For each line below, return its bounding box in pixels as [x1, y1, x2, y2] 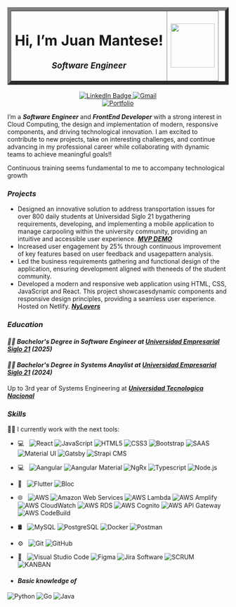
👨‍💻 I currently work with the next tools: [7, 425, 120, 434]
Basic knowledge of [17, 576, 77, 584]
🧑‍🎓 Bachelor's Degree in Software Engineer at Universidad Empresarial [7, 337, 220, 345]
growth [7, 171, 28, 179]
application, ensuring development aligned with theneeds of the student [17, 264, 226, 274]
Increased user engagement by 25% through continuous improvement [17, 243, 221, 251]
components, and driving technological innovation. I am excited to [7, 127, 198, 136]
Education [7, 319, 44, 329]
